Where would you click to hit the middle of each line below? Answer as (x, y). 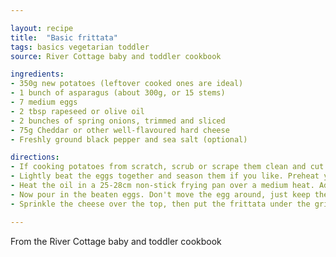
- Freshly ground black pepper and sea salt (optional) (129, 139)
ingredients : (37, 74)
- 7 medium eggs (44, 102)
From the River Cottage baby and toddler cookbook (116, 241)
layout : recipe (42, 28)
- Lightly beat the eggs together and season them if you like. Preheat (165, 176)
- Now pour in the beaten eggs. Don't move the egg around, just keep (160, 194)
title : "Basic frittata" (64, 37)
